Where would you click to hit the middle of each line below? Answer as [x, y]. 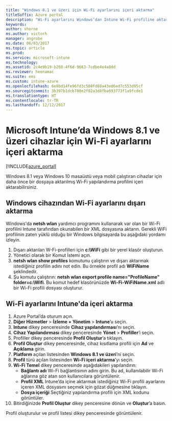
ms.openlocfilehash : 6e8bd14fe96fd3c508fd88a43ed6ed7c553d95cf [75, 86]
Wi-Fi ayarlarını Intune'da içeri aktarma [69, 304]
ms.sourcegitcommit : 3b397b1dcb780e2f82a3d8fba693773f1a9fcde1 [75, 91]
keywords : [16, 24]
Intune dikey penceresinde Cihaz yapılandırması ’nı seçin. [74, 327]
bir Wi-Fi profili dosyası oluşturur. [48, 287]
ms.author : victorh [27, 34]
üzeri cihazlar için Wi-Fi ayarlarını [79, 141]
